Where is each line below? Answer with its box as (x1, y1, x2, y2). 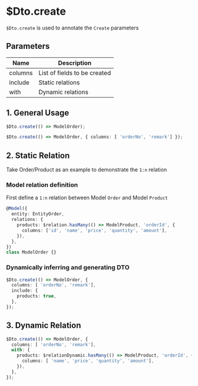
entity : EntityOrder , (11, 211, 65, 217)
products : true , (16, 293, 57, 299)
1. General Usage (6, 108, 70, 118)
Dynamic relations (38, 88, 88, 96)
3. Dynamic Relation (6, 321, 81, 331)
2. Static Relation (6, 150, 70, 160)
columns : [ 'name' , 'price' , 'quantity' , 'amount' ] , (21, 358, 154, 364)
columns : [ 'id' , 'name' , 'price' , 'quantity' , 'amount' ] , (21, 227, 167, 233)
